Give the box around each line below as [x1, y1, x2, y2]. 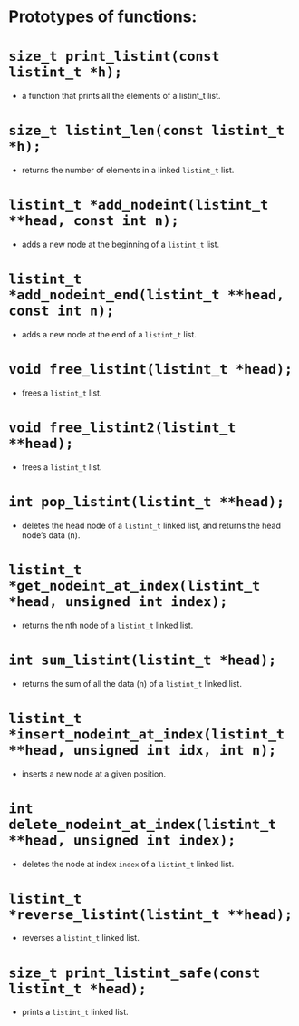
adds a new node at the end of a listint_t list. [21, 328, 197, 339]
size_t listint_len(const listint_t [8, 122, 285, 140]
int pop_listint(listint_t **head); [8, 493, 285, 510]
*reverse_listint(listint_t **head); [8, 905, 294, 923]
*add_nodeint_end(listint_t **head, [8, 287, 285, 304]
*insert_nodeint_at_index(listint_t [8, 726, 285, 743]
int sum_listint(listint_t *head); [8, 651, 277, 669]
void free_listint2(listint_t [8, 419, 236, 436]
